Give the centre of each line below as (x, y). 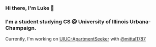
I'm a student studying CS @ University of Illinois (67, 21)
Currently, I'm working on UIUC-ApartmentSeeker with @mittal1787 (76, 39)
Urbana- (140, 21)
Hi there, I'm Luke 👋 (30, 8)
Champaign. (21, 28)
